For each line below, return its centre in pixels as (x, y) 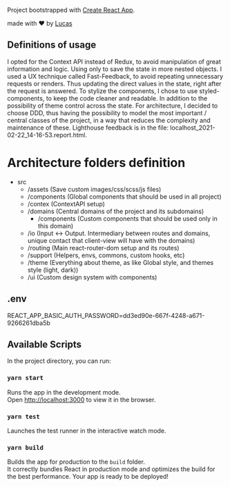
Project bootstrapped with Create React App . (71, 10)
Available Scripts (44, 344)
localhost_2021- (193, 128)
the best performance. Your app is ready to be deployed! (88, 477)
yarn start (25, 378)
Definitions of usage (52, 45)
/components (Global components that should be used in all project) (124, 197)
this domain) (56, 226)
